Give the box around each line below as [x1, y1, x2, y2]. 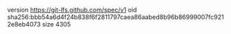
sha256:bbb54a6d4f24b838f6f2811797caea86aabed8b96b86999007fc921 [7, 13, 225, 21]
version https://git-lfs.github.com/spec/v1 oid [7, 6, 137, 14]
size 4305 [41, 20, 71, 28]
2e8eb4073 [7, 20, 41, 28]
